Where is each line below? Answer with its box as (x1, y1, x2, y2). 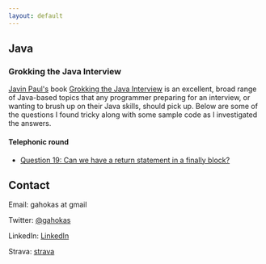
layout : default (8, 11, 63, 20)
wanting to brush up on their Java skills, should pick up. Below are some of (8, 102, 259, 111)
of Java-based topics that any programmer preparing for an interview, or (8, 93, 251, 103)
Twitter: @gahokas (8, 216, 71, 225)
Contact (8, 178, 50, 192)
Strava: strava (8, 247, 55, 257)
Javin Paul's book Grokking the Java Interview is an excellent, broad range (8, 84, 257, 94)
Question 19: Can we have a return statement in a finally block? (19, 155, 230, 165)
